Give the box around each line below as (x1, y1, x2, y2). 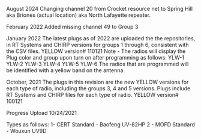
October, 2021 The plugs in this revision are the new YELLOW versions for (6, 78, 189, 85)
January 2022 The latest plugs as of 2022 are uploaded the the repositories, (6, 35, 196, 42)
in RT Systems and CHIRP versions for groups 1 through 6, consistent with (6, 42, 189, 48)
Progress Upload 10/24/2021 (6, 110, 77, 116)
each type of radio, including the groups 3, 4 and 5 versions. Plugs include (6, 85, 191, 92)
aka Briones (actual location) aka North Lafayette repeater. (6, 11, 151, 19)
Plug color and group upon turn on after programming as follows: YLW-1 (6, 54, 185, 61)
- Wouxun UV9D (6, 128, 47, 134)
